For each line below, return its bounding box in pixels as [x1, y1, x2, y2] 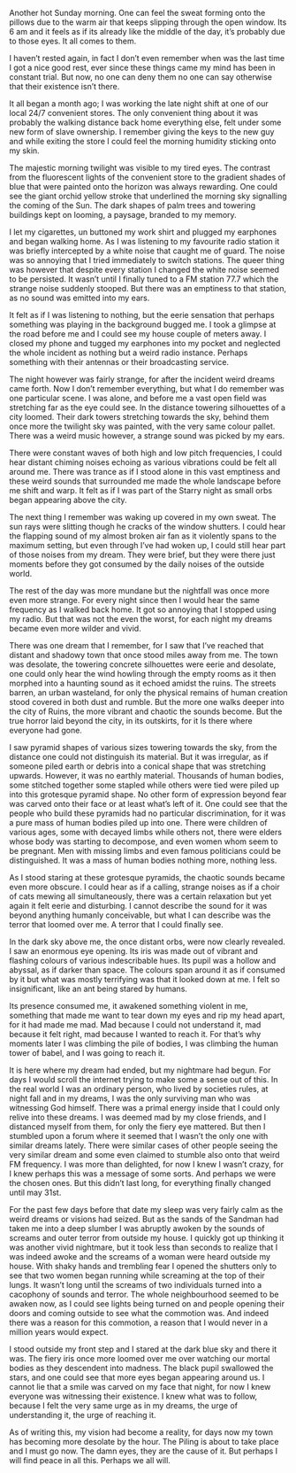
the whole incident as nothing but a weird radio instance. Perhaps [9, 347, 248, 358]
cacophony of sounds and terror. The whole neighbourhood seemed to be [9, 1289, 279, 1299]
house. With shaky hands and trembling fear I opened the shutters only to [9, 1261, 277, 1271]
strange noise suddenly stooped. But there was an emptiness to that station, [9, 283, 287, 293]
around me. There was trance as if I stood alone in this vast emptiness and [9, 467, 281, 477]
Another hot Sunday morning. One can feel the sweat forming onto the [9, 8, 266, 18]
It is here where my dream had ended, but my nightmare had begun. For [9, 1065, 271, 1075]
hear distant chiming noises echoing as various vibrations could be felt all [9, 457, 277, 468]
